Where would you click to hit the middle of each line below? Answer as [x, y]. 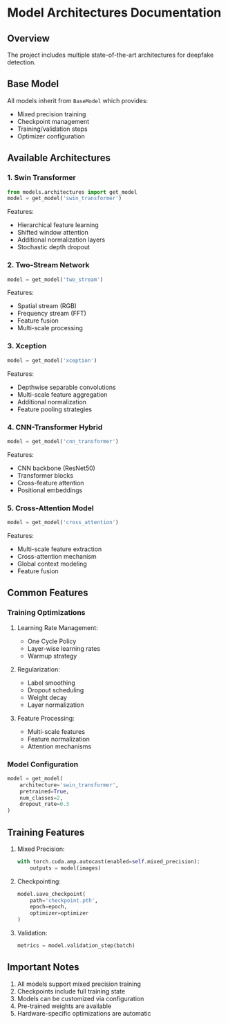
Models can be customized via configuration [80, 998]
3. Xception [27, 346]
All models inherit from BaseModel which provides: [78, 100]
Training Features [46, 832]
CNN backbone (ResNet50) [56, 468]
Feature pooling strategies [54, 409]
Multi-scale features [56, 731]
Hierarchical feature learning [58, 225]
